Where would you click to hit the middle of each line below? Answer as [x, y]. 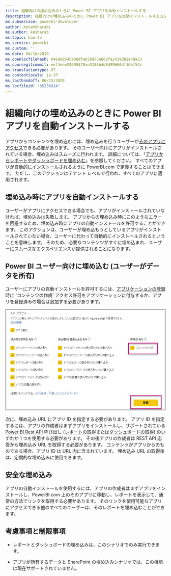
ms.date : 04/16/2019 [27, 54]
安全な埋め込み [29, 475]
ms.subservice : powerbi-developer [42, 21]
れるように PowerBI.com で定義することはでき [112, 167]
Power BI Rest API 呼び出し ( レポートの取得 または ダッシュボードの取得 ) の [83, 432]
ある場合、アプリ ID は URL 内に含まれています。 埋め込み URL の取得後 [89, 451]
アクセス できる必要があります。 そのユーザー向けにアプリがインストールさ [83, 147]
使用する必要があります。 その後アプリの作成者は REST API [94, 438]
